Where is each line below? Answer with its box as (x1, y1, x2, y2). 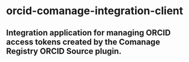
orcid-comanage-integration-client (6, 4, 184, 18)
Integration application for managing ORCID (6, 28, 171, 38)
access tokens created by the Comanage (6, 37, 161, 47)
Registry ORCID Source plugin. (6, 46, 122, 56)
